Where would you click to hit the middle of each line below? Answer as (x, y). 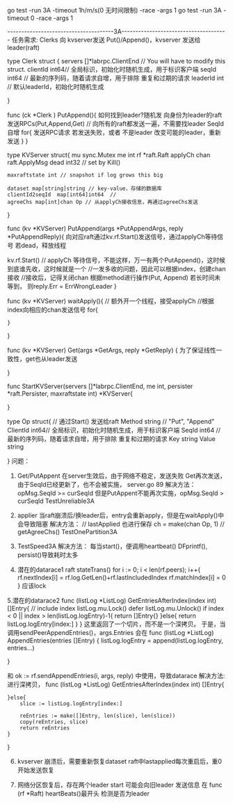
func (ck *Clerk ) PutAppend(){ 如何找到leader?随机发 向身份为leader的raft (115, 115)
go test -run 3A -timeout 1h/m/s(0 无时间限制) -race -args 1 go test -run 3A (115, 10)
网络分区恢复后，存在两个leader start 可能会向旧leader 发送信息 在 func (120, 785)
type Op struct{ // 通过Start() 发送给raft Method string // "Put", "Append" (111, 421)
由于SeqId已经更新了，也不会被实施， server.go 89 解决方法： (106, 484)
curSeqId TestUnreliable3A (56, 501)
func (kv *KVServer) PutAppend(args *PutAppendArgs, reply (95, 228)
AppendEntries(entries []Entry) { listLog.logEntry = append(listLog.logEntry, (115, 641)
